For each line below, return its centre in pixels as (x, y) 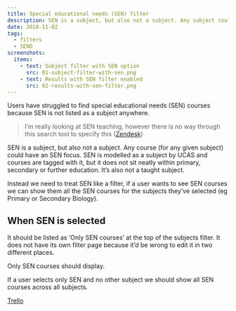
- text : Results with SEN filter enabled (81, 79)
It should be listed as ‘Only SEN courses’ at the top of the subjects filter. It (114, 238)
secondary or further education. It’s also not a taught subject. (96, 170)
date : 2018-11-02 (33, 27)
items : (23, 60)
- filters (28, 40)
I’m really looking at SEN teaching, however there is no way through (122, 126)
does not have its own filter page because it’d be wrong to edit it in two (110, 245)
